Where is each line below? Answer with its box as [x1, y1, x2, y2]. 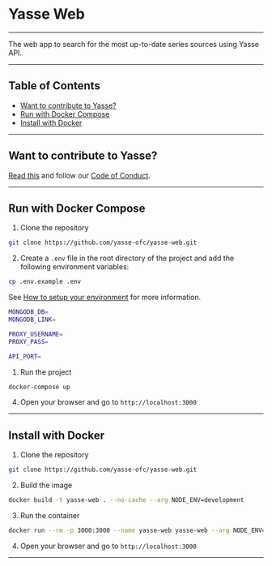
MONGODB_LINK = [8, 315, 57, 324]
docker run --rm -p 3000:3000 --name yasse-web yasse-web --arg [8, 526, 230, 534]
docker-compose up [8, 383, 70, 391]
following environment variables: [19, 262, 130, 272]
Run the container [19, 510, 80, 520]
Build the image [19, 480, 73, 491]
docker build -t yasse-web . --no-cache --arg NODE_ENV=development [8, 496, 244, 504]
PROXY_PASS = [8, 337, 49, 345]
